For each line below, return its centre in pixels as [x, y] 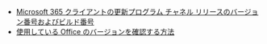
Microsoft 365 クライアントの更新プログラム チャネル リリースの [123, 12]
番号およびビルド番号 [58, 22]
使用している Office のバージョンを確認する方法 [95, 32]
